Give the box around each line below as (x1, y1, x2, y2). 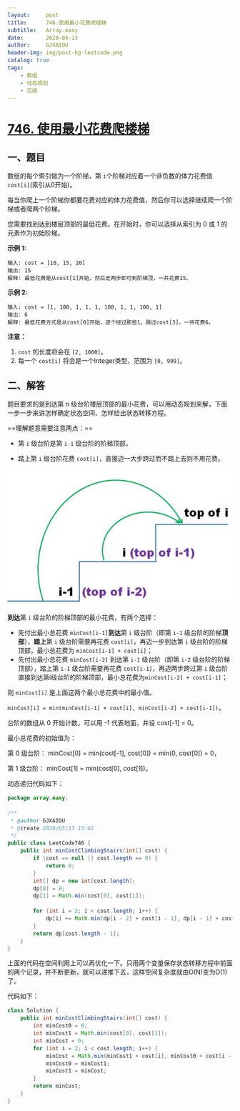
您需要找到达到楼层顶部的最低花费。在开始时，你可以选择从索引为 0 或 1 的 (7, 220, 228, 229)
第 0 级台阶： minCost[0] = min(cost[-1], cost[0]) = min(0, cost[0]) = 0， (7, 749, 221, 757)
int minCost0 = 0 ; (33, 1022, 88, 1030)
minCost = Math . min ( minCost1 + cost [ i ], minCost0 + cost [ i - (45, 1052, 232, 1060)
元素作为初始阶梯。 (7, 229, 64, 237)
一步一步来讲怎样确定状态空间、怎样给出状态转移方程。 (7, 409, 170, 417)
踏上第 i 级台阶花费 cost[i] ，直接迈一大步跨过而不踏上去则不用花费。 (17, 454, 224, 463)
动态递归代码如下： (7, 779, 64, 788)
